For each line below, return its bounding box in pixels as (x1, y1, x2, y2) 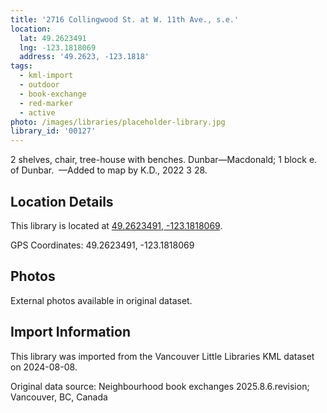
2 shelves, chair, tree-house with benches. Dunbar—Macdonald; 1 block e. (10, 154, 318, 166)
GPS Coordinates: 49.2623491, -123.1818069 (10, 239, 195, 251)
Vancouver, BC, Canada (10, 391, 108, 403)
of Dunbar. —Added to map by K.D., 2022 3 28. (10, 164, 208, 176)
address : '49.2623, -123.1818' (19, 52, 150, 62)
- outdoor (19, 80, 60, 90)
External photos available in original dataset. (10, 294, 193, 306)
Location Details (10, 193, 114, 210)
